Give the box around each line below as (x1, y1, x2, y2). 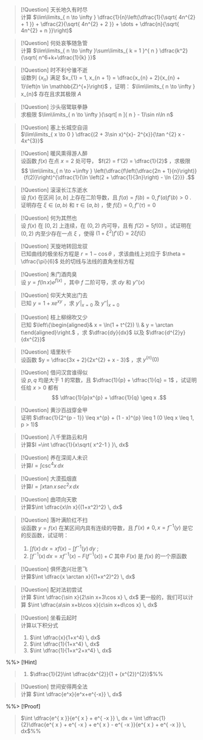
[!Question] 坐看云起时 (20, 614, 77, 621)
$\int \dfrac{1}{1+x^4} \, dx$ (29, 640, 100, 647)
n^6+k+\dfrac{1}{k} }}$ (38, 54, 97, 61)
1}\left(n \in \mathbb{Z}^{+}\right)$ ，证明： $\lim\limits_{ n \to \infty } (20, 82, 196, 90)
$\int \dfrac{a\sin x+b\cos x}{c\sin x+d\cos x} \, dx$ (27, 601, 157, 608)
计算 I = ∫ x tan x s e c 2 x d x (20, 481, 80, 490)
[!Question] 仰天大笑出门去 (20, 291, 88, 299)
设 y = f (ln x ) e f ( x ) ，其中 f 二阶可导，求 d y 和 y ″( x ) (20, 277, 145, 286)
